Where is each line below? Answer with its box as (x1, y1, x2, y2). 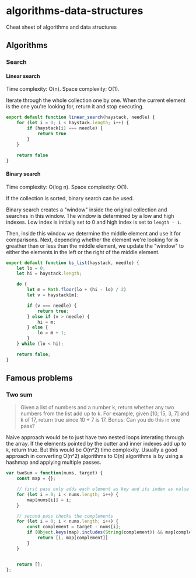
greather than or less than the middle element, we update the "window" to (6, 242, 184, 249)
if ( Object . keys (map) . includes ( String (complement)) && (27, 529, 163, 535)
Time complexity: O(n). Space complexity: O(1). (6, 85, 120, 93)
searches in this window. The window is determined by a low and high (6, 212, 174, 219)
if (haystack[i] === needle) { (27, 125, 103, 131)
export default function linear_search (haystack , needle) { (6, 114, 156, 121)
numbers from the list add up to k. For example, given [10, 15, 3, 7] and (20, 410, 190, 417)
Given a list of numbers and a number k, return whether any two (20, 404, 174, 411)
